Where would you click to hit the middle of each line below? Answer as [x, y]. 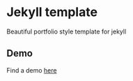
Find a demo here [32, 70]
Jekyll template [52, 12]
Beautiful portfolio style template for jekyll [66, 31]
